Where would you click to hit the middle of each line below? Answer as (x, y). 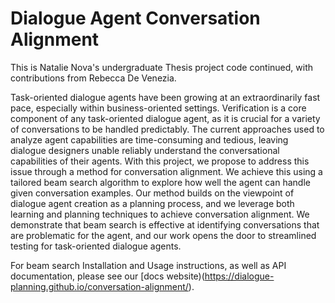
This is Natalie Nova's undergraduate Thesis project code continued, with (162, 67)
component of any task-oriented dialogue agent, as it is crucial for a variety (165, 118)
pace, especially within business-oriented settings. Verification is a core (158, 108)
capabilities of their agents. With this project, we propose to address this (160, 161)
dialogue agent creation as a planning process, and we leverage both (152, 203)
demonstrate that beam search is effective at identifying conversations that (165, 224)
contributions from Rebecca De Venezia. (93, 78)
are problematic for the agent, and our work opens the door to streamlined (163, 235)
